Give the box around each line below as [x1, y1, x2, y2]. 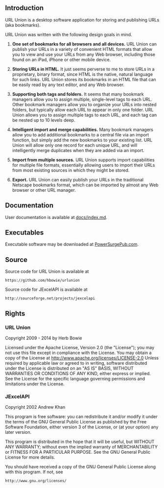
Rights [5, 309, 25, 317]
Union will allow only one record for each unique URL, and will [12, 142, 138, 148]
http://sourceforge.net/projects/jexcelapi [5, 296, 95, 301]
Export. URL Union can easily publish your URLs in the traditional [12, 177, 144, 182]
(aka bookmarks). [5, 22, 41, 28]
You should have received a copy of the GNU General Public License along [5, 464, 156, 470]
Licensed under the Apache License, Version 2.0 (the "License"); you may [5, 344, 155, 350]
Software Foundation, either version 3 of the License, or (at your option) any [5, 424, 159, 430]
